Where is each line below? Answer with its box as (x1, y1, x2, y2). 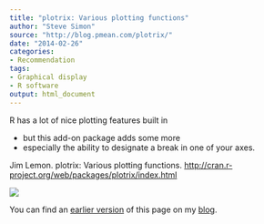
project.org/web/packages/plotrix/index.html (9, 169, 178, 180)
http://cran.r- (183, 159, 233, 170)
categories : (9, 47, 55, 56)
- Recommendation (9, 56, 76, 65)
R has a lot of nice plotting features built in (9, 115, 168, 126)
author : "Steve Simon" (9, 22, 96, 31)
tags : (9, 65, 30, 74)
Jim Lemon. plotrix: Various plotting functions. (9, 159, 183, 170)
